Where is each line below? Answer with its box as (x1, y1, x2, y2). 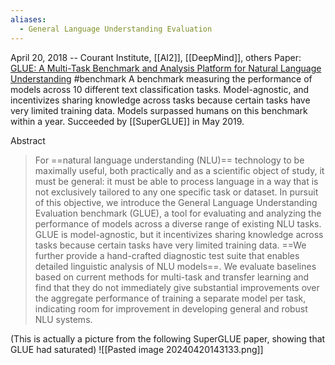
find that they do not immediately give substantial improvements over (34, 281, 320, 293)
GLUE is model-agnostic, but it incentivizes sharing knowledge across (34, 228, 324, 240)
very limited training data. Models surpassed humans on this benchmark (10, 104, 308, 116)
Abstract (10, 134, 46, 146)
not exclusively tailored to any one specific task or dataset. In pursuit (34, 186, 319, 198)
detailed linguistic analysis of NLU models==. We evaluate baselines (34, 260, 317, 272)
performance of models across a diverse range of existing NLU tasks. (34, 217, 322, 230)
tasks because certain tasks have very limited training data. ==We (34, 239, 307, 251)
